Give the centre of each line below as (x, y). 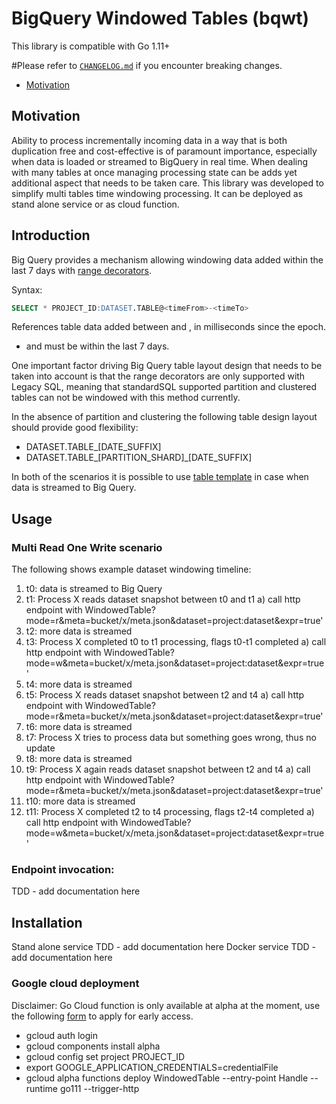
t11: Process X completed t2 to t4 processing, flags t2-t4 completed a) (170, 812)
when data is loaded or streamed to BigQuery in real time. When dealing (160, 161)
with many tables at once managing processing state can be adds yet (154, 172)
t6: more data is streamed (79, 727)
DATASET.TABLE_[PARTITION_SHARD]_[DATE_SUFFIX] (139, 458)
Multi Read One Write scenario (87, 547)
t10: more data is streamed (80, 801)
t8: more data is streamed (79, 759)
